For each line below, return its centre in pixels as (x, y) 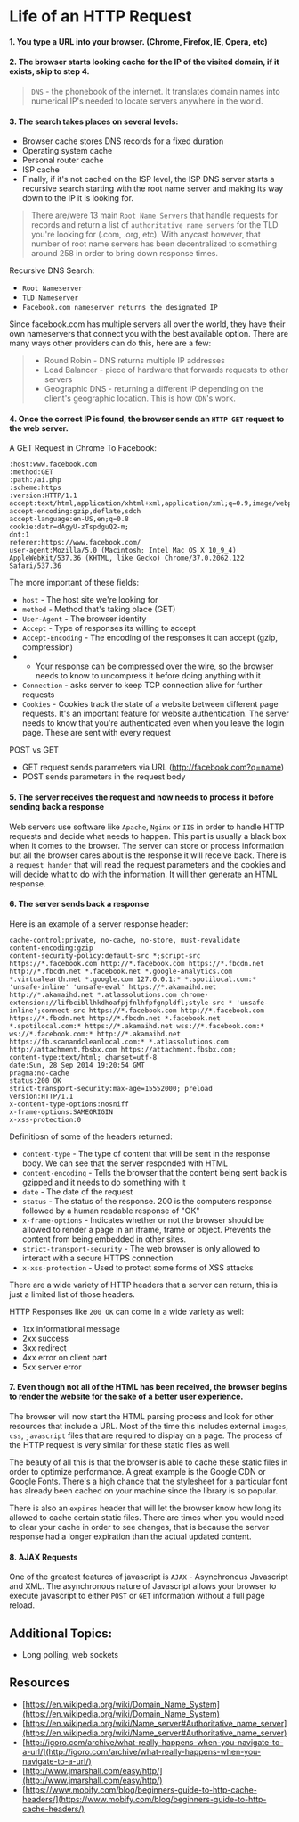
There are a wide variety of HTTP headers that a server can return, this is (144, 1285)
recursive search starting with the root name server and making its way (153, 188)
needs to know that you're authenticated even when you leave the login (153, 723)
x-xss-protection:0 (45, 1119)
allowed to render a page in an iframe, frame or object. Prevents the (146, 1229)
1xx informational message (71, 1328)
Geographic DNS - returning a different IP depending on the (154, 389)
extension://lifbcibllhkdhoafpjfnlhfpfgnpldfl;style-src (117, 1003)
